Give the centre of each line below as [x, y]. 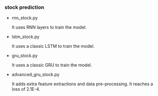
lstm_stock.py [25, 37]
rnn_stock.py [25, 18]
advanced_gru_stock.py [35, 75]
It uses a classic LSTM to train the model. [53, 46]
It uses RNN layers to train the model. [49, 27]
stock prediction [24, 7]
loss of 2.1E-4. [26, 89]
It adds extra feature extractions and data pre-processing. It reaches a [82, 84]
